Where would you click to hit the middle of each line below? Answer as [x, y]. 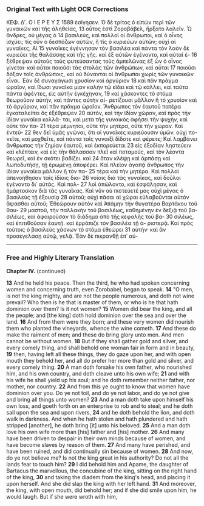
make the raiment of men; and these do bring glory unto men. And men [95, 335]
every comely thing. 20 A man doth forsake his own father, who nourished [99, 367]
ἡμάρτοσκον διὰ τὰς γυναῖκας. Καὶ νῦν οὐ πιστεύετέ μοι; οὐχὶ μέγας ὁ [95, 191]
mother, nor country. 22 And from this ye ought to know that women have [98, 387]
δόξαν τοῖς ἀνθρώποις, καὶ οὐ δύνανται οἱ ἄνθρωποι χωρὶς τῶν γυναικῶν [100, 74]
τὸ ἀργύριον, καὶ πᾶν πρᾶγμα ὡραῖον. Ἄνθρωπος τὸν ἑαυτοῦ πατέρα [93, 107]
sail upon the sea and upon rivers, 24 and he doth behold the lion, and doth [101, 412]
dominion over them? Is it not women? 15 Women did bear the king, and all [99, 308]
